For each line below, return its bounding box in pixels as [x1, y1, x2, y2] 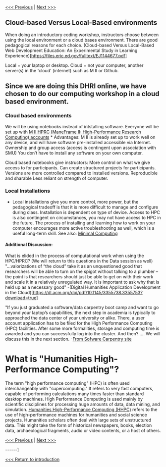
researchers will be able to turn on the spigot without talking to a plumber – [5, 268, 159, 274]
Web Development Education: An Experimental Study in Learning [5, 47, 138, 53]
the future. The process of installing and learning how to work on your [12, 220, 156, 226]
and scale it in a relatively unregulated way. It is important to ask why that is [5, 279, 160, 285]
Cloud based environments [5, 112, 72, 119]
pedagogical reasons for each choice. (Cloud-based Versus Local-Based [5, 42, 155, 48]
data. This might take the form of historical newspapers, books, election [5, 422, 152, 428]
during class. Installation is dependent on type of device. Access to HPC [12, 209, 160, 215]
